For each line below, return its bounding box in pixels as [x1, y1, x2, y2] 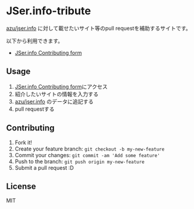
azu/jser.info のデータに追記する [14, 98, 94, 105]
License [6, 181, 36, 191]
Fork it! [14, 139, 33, 146]
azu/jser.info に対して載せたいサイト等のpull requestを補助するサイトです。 [6, 24, 192, 32]
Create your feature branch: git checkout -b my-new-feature [14, 145, 165, 152]
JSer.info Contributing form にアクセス [14, 83, 108, 90]
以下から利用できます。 [6, 37, 64, 44]
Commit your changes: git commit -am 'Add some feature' [14, 151, 161, 158]
